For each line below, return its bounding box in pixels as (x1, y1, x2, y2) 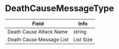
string (73, 28, 86, 35)
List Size (73, 36, 93, 43)
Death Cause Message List (7, 36, 69, 43)
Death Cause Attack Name (7, 28, 68, 35)
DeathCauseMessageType (5, 3, 114, 14)
